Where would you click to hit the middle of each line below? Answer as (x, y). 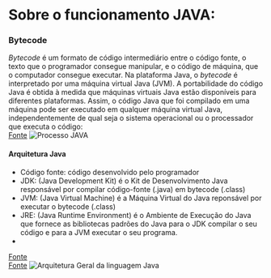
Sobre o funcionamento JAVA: (112, 15)
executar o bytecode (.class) (68, 206)
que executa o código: (46, 126)
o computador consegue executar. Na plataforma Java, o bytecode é (123, 75)
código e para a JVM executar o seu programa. (99, 232)
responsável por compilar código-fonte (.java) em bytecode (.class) (133, 189)
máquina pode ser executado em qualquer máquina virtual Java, (116, 109)
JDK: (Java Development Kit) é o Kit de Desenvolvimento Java (124, 181)
